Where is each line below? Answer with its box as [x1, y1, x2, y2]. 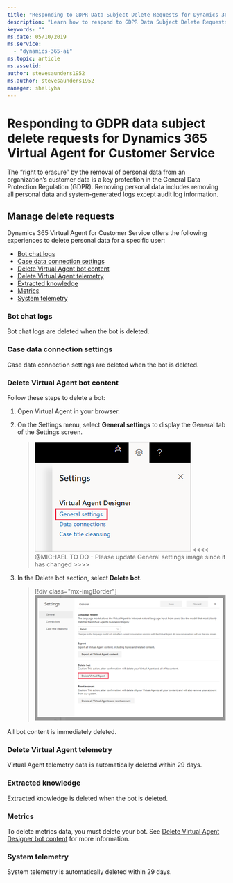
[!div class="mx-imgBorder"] [34, 587, 117, 596]
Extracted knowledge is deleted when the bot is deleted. [7, 794, 169, 802]
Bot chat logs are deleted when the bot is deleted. [7, 327, 150, 335]
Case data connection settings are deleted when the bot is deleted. [7, 360, 199, 369]
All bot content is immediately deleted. [7, 728, 116, 736]
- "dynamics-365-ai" [13, 48, 73, 55]
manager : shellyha [7, 84, 60, 92]
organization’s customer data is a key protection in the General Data [7, 175, 201, 184]
